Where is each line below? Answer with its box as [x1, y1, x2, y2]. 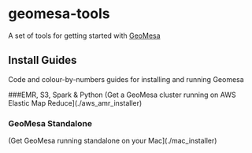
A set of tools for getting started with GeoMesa [8, 31, 161, 40]
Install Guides [8, 54, 77, 67]
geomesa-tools [8, 5, 110, 23]
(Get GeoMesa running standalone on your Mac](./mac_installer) [8, 136, 217, 146]
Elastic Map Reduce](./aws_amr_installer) [8, 98, 143, 107]
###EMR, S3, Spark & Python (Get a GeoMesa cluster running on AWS [8, 90, 236, 99]
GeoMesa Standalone [8, 118, 93, 129]
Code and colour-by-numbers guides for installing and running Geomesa [8, 74, 244, 84]
